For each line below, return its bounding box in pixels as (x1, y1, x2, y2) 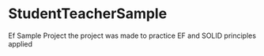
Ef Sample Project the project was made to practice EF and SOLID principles (8, 31, 257, 40)
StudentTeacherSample (8, 5, 168, 23)
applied (8, 39, 33, 48)
